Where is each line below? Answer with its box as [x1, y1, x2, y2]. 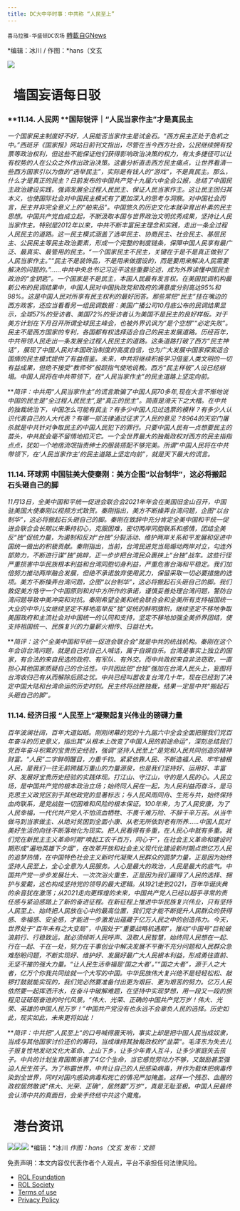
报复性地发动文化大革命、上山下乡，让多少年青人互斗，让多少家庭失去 [13, 1046, 219, 1055]
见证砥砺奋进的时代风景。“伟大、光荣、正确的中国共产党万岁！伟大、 [13, 995, 216, 1004]
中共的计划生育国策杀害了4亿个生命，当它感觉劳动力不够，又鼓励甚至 [19, 1055, 224, 1063]
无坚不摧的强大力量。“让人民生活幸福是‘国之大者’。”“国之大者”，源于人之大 [7, 959, 226, 968]
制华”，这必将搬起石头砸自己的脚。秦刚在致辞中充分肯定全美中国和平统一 [7, 515, 223, 524]
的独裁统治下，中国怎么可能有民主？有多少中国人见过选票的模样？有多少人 [7, 406, 226, 414]
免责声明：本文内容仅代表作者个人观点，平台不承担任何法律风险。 [7, 1158, 201, 1167]
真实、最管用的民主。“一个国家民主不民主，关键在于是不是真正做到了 [26, 247, 229, 257]
